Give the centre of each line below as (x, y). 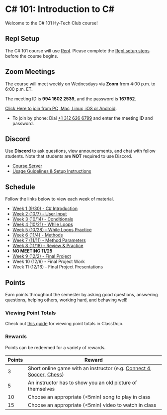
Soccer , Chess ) (46, 374)
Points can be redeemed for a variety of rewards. (55, 347)
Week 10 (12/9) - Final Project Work (48, 262)
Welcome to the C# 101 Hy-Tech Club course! (51, 23)
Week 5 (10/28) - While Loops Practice (52, 230)
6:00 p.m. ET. (19, 89)
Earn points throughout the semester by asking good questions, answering (82, 295)
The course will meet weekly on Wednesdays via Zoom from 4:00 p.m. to (80, 84)
